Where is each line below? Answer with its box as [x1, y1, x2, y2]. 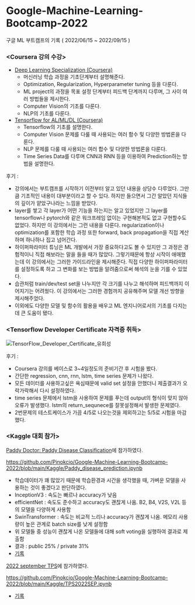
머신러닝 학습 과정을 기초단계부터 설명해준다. [23, 73, 125, 80]
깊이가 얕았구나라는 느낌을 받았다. [20, 200, 97, 207]
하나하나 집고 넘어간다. [25, 236, 78, 244]
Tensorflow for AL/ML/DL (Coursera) [14, 117, 103, 124]
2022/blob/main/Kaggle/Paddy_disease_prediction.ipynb [6, 464, 143, 471]
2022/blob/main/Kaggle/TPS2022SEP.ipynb [6, 580, 112, 587]
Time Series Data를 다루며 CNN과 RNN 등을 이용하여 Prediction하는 [23, 153, 182, 160]
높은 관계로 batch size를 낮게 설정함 [25, 520, 108, 528]
